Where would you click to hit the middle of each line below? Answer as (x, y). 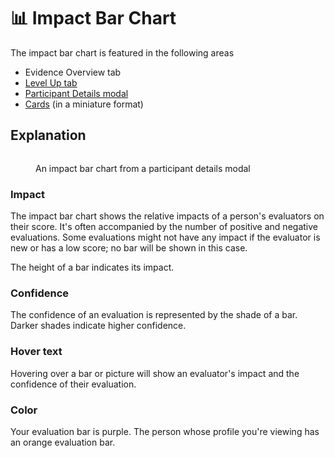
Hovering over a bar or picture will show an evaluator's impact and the (155, 373)
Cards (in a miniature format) (84, 104)
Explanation (48, 135)
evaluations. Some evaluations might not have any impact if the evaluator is (165, 237)
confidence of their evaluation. (73, 384)
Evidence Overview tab (73, 72)
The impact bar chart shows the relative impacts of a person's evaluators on (167, 216)
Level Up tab (51, 82)
